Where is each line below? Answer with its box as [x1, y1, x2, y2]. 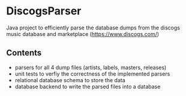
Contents [6, 48, 42, 58]
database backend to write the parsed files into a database [14, 83, 161, 90]
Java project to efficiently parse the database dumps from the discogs [6, 24, 180, 31]
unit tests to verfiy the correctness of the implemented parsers [14, 70, 170, 77]
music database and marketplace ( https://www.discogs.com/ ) [6, 30, 160, 37]
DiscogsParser [6, 4, 82, 18]
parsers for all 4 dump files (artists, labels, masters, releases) [14, 64, 167, 71]
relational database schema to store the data [14, 76, 126, 83]
